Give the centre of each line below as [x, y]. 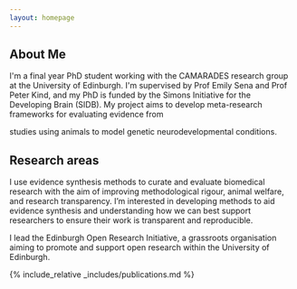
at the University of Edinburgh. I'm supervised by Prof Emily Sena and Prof [148, 86]
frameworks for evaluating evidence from [86, 115]
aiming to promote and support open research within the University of [139, 247]
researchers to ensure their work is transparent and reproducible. [131, 220]
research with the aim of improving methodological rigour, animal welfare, [147, 191]
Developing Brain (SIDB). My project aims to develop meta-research [136, 105]
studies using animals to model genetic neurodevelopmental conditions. [144, 132]
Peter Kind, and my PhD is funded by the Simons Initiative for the [130, 95]
